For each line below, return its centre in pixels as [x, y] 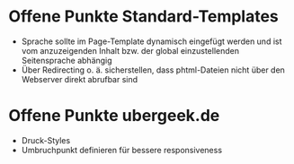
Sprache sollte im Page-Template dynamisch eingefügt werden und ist [151, 41]
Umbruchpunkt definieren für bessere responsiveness [121, 150]
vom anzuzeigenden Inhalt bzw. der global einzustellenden [130, 50]
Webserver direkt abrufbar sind [80, 79]
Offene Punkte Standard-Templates [144, 17]
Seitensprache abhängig [67, 60]
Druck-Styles [46, 140]
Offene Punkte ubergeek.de [114, 116]
